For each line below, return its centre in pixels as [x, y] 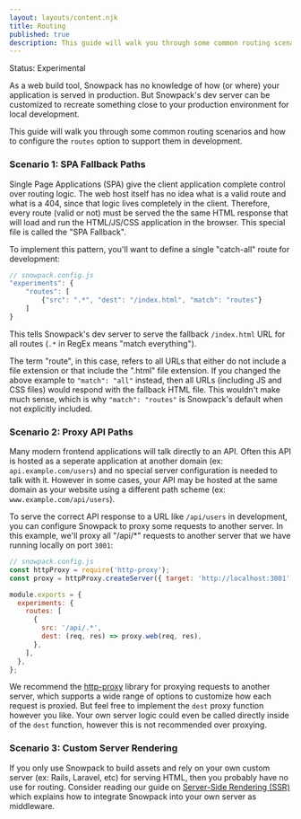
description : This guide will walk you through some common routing [140, 43]
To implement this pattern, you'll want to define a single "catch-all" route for [150, 249]
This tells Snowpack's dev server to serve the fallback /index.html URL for [147, 334]
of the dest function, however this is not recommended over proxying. [138, 725]
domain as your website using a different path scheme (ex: [117, 489]
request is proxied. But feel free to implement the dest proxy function [137, 706]
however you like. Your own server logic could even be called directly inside [149, 716]
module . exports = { [46, 594]
